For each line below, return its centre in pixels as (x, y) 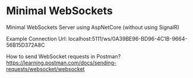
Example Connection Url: (37, 38)
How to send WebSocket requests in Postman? (64, 56)
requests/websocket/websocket (45, 69)
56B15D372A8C (26, 45)
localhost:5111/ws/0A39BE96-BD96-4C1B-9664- (128, 38)
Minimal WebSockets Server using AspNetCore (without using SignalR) (93, 27)
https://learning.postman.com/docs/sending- (61, 63)
